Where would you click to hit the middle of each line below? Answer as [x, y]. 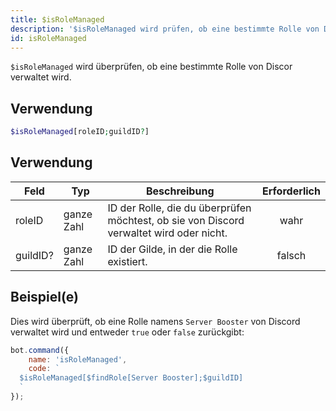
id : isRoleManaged [48, 38]
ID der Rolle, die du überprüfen [179, 208]
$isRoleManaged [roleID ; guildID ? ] [80, 132]
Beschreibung [180, 191]
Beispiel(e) [44, 297]
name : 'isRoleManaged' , [78, 359]
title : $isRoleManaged [57, 19]
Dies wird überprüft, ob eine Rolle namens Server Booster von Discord [155, 321]
